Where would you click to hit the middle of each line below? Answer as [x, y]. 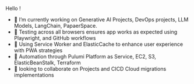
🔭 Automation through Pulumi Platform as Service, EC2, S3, [85, 56]
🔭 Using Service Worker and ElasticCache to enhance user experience [98, 44]
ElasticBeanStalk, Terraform [47, 63]
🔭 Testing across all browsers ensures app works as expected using [96, 32]
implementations [34, 75]
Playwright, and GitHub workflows [55, 38]
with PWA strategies [38, 50]
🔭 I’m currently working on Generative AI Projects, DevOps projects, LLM [101, 19]
